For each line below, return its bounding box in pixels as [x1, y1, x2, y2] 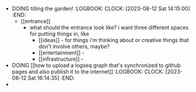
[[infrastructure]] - [38, 56, 84, 62]
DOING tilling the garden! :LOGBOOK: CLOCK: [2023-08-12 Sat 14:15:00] [11, 5, 191, 12]
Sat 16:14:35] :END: [27, 74, 75, 81]
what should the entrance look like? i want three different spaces [29, 24, 189, 31]
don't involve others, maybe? [38, 43, 110, 50]
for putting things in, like [29, 30, 89, 37]
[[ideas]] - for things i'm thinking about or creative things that [38, 37, 189, 43]
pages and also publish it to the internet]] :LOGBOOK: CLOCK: [11, 68, 164, 75]
